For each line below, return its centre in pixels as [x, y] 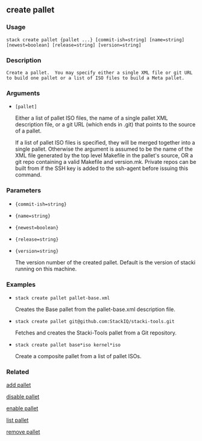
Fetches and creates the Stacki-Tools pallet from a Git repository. [96, 333]
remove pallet [23, 432]
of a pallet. [28, 131]
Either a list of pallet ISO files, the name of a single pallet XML [91, 118]
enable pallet [22, 408]
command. [28, 175]
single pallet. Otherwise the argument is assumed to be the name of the [104, 149]
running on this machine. [46, 269]
